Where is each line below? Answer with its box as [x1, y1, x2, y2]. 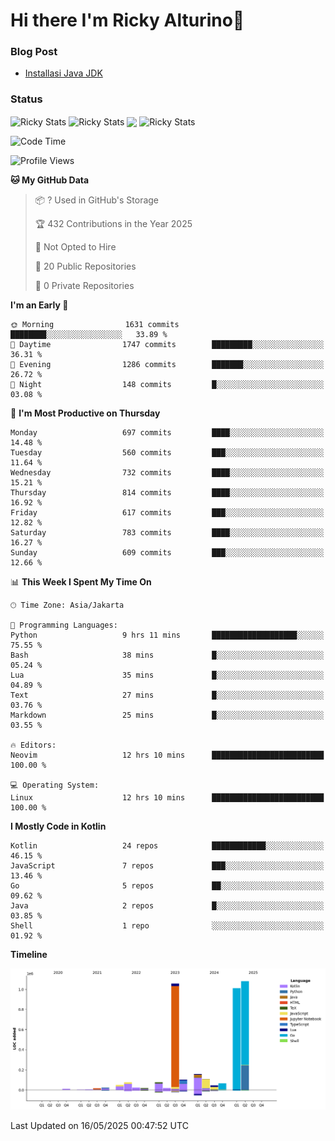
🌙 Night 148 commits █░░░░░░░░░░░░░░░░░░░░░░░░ [10, 380, 325, 390]
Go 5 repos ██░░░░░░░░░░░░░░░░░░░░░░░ [10, 881, 325, 891]
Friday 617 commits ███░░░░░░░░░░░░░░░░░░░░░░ [10, 508, 325, 518]
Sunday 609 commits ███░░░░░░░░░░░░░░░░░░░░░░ [10, 548, 325, 558]
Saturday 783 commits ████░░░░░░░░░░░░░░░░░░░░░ [10, 528, 325, 538]
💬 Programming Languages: [10, 620, 118, 631]
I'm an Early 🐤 [10, 299, 69, 311]
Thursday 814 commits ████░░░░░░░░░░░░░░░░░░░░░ [10, 488, 325, 498]
